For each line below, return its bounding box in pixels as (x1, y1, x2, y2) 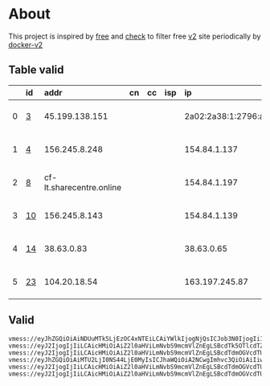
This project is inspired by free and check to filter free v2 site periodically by (8, 31, 261, 41)
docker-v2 (8, 39, 43, 49)
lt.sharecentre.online (43, 181, 122, 193)
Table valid (8, 63, 64, 77)
